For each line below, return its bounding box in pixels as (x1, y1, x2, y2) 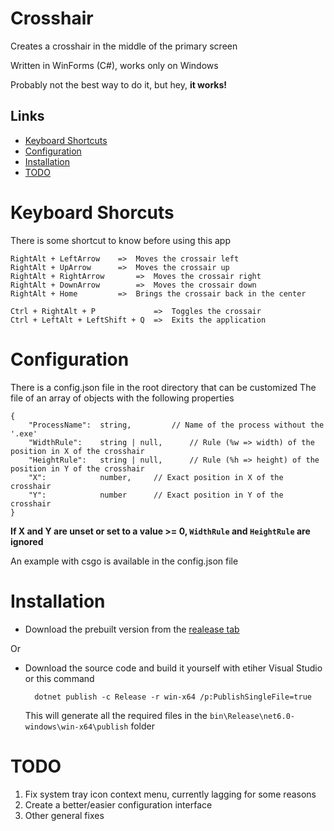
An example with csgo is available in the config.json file (10, 555, 239, 567)
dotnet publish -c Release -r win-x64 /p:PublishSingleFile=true (34, 692, 312, 702)
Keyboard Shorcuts (10, 201, 175, 224)
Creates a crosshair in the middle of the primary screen (10, 40, 238, 52)
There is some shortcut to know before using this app (10, 234, 232, 246)
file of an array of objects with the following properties (10, 392, 235, 404)
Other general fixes (24, 809, 105, 821)
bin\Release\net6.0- (209, 711, 295, 721)
